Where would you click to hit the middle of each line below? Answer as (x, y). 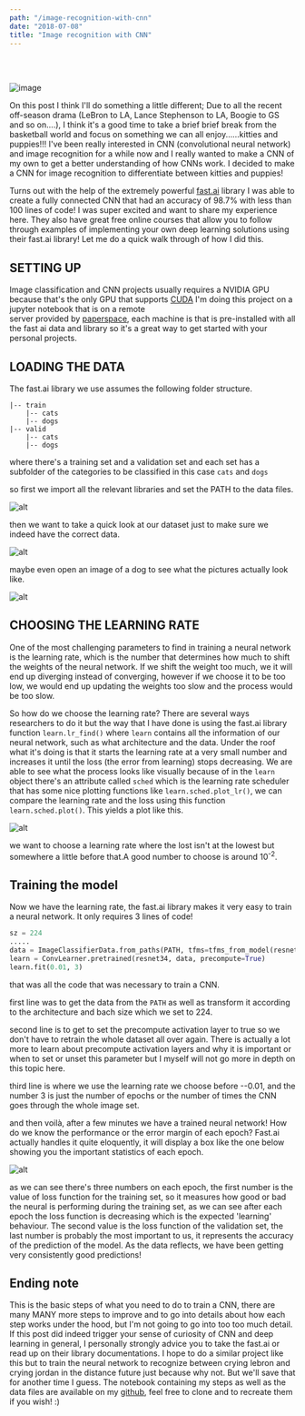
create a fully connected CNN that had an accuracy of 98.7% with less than (151, 200)
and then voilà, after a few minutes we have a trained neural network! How (148, 1123)
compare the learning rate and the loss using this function (118, 800)
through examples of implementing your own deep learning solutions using (149, 229)
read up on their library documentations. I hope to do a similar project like (147, 1353)
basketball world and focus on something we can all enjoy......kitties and (144, 135)
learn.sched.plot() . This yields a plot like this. (97, 810)
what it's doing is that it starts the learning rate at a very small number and (148, 752)
